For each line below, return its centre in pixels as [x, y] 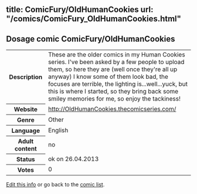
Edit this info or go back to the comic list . [55, 184]
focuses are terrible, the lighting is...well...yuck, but [118, 84]
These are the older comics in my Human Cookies [117, 55]
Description [26, 77]
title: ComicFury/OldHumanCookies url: [80, 10]
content [26, 148]
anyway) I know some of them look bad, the [108, 77]
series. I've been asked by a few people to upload [116, 62]
